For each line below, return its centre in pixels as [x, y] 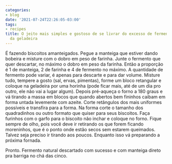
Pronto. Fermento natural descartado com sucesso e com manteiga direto [83, 150]
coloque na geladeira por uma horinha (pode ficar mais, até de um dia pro [83, 86]
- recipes [16, 29]
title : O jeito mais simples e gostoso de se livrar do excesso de [79, 34]
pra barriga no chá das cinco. [36, 156]
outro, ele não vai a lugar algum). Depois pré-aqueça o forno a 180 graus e [84, 91]
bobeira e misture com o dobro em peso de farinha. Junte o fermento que [83, 58]
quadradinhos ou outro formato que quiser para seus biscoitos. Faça [78, 113]
